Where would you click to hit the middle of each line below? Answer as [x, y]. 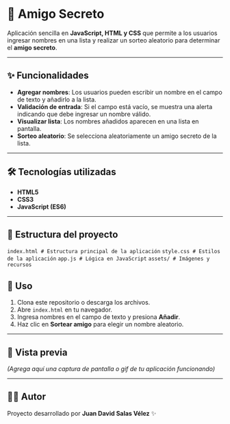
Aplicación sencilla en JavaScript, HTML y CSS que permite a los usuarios [112, 33]
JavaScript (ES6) [41, 207]
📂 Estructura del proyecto [63, 234]
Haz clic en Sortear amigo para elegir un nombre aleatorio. [100, 325]
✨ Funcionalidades [48, 76]
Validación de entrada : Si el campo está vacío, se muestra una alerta [115, 106]
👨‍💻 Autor [27, 397]
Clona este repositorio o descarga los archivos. [84, 303]
